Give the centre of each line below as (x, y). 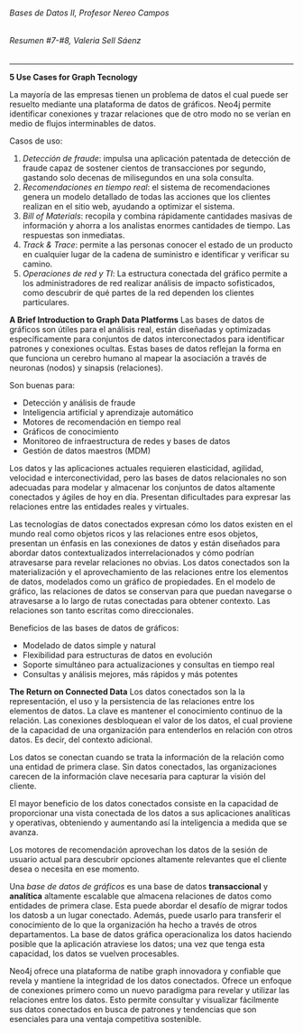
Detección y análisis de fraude (79, 403)
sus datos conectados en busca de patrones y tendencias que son (133, 1009)
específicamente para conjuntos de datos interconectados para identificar (147, 339)
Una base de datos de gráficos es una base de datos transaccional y (139, 886)
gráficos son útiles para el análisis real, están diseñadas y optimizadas (140, 329)
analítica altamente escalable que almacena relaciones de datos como (141, 896)
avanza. (24, 832)
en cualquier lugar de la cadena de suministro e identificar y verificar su (156, 254)
